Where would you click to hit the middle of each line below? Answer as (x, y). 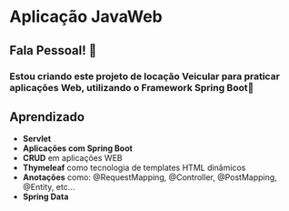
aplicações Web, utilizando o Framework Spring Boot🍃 (132, 87)
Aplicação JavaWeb (86, 17)
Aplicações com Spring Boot (78, 148)
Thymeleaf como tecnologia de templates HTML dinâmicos (134, 168)
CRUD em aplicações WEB (72, 158)
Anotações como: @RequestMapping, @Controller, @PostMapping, (149, 177)
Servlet (37, 139)
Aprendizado (47, 117)
